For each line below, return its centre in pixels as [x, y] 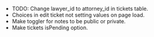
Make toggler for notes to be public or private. [69, 21]
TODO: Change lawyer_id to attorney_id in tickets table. [80, 9]
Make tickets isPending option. [50, 27]
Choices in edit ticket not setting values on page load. [78, 15]
